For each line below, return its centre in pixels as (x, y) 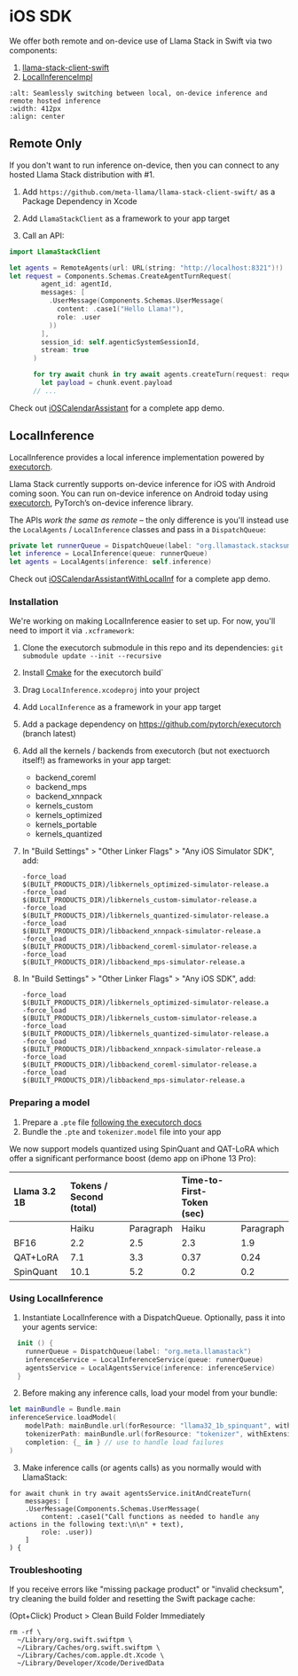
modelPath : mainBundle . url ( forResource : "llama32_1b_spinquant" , (149, 1426)
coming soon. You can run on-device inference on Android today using (139, 493)
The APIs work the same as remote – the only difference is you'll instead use (149, 520)
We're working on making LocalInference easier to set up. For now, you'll (142, 621)
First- (194, 1191)
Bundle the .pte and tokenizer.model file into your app (122, 1131)
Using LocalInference (56, 1298)
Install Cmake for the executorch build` (93, 673)
